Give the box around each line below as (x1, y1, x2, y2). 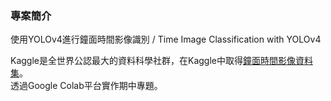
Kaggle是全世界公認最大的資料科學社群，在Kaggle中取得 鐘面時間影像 (10, 55, 296, 67)
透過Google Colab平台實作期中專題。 (10, 80, 163, 92)
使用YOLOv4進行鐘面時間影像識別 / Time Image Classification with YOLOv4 (10, 33, 322, 46)
